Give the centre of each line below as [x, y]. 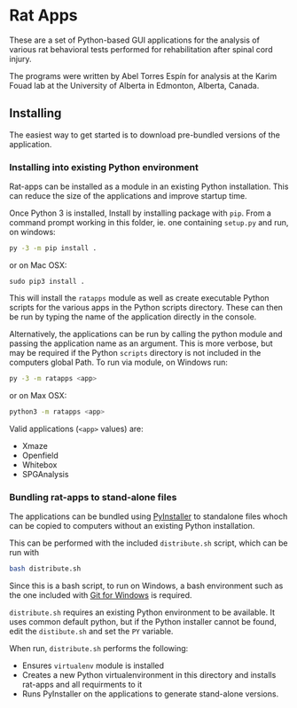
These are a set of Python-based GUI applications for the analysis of [134, 40]
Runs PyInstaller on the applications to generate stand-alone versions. [150, 694]
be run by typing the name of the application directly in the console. [133, 317]
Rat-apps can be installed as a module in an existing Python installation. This [149, 186]
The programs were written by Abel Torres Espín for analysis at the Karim [143, 75]
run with [24, 552]
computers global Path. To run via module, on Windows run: [119, 362]
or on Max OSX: [38, 395]
